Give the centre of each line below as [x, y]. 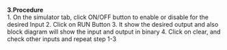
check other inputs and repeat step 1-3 [62, 39]
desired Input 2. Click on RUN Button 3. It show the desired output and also [113, 24]
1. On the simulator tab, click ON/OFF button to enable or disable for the [108, 17]
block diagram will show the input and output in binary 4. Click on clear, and [114, 32]
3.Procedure [25, 10]
